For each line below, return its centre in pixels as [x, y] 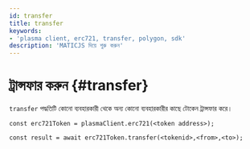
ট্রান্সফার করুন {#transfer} [79, 86]
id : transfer [31, 16]
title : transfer [36, 23]
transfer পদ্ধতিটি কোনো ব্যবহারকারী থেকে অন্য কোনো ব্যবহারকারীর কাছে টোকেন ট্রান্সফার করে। [121, 109]
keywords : [26, 31]
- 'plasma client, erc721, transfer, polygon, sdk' [97, 38]
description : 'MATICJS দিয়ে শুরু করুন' [66, 46]
